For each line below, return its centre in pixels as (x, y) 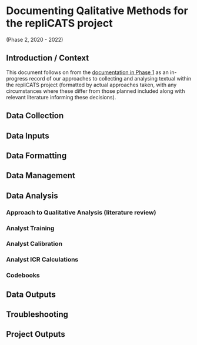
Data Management (41, 175)
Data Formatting (36, 155)
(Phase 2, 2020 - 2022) (35, 39)
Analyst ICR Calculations (42, 260)
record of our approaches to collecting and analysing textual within (110, 78)
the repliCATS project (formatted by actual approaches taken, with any (91, 85)
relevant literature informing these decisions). (61, 97)
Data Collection (35, 116)
